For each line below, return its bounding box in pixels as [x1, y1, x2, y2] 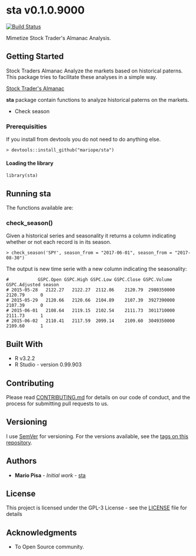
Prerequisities [6, 122, 47, 130]
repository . [6, 439, 32, 446]
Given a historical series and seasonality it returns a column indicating [6, 232, 176, 239]
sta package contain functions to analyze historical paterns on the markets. [6, 96, 190, 103]
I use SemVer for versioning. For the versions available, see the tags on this [6, 432, 188, 439]
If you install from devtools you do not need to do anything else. [6, 136, 161, 143]
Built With [6, 339, 43, 349]
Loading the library [6, 160, 54, 167]
